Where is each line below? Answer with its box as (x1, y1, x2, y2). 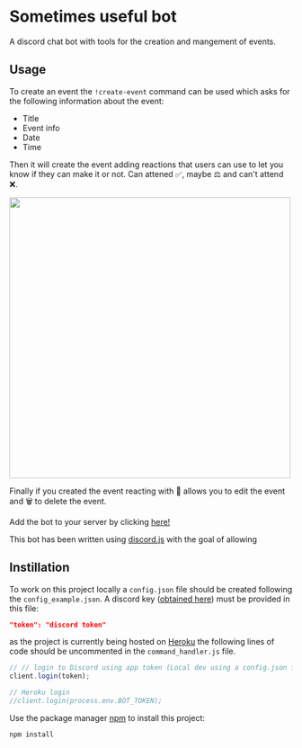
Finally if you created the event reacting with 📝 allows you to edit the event (9, 485, 286, 496)
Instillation (9, 560, 70, 575)
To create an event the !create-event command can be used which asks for (9, 85, 290, 96)
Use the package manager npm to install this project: (9, 712, 205, 723)
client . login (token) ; (9, 672, 91, 681)
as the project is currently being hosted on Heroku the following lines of (9, 637, 275, 647)
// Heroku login (9, 688, 70, 698)
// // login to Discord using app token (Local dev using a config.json (9, 663, 288, 672)
